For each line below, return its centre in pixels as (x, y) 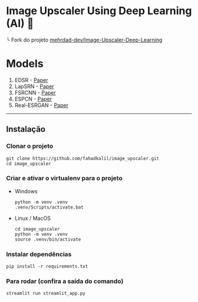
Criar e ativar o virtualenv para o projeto (64, 178)
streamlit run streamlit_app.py (46, 294)
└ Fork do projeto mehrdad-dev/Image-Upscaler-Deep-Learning (84, 40)
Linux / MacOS (33, 218)
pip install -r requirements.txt (47, 267)
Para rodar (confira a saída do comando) (65, 281)
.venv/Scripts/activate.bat (49, 207)
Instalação (26, 129)
